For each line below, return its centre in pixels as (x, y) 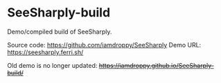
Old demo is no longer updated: (52, 65)
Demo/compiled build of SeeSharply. (60, 32)
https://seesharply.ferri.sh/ (45, 52)
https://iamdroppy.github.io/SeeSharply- (157, 65)
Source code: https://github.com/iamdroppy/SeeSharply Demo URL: (104, 45)
